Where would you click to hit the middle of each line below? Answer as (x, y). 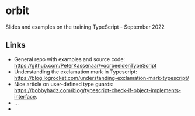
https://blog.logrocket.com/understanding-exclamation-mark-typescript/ (101, 78)
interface (25, 96)
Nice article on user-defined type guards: (64, 84)
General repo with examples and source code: (69, 59)
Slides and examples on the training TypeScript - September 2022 (85, 27)
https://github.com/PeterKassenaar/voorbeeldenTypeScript (85, 65)
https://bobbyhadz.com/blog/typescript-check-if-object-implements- (97, 90)
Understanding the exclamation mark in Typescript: (76, 72)
